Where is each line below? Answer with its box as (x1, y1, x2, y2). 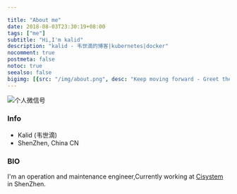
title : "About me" (7, 16, 61, 23)
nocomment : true (7, 49, 55, 56)
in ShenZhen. (7, 180, 46, 188)
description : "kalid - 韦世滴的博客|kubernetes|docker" (7, 43, 169, 50)
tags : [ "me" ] (7, 30, 46, 37)
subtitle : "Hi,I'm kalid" (7, 36, 83, 43)
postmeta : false (7, 56, 55, 63)
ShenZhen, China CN (17, 138, 79, 147)
